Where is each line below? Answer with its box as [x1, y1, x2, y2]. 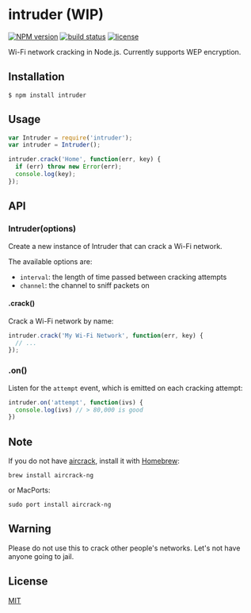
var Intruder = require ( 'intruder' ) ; [8, 133, 133, 142]
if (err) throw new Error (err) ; [15, 163, 123, 171]
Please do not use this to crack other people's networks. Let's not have [8, 543, 241, 553]
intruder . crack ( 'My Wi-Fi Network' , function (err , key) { [8, 331, 203, 339]
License [8, 575, 48, 588]
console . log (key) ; [15, 170, 77, 178]
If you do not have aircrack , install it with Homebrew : [8, 456, 180, 465]
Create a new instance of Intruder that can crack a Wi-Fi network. [8, 241, 223, 251]
